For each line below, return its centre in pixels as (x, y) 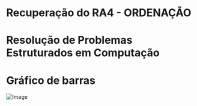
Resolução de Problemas (69, 40)
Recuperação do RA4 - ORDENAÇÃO (99, 13)
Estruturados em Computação (83, 53)
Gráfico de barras (51, 80)
